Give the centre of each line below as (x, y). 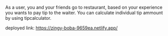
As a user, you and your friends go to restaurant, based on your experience (84, 7)
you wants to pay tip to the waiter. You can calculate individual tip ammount (84, 13)
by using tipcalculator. (28, 18)
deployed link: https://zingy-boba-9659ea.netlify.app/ (61, 28)
